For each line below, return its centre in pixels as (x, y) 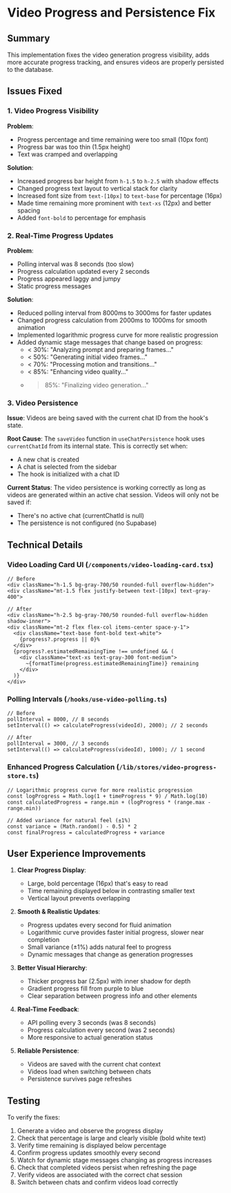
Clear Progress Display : (51, 870)
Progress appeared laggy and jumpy (69, 279)
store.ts (22, 776)
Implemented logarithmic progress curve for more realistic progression (118, 335)
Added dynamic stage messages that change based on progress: (110, 342)
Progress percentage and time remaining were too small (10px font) (113, 139)
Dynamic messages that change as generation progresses (110, 954)
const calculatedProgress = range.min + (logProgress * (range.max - (109, 802)
